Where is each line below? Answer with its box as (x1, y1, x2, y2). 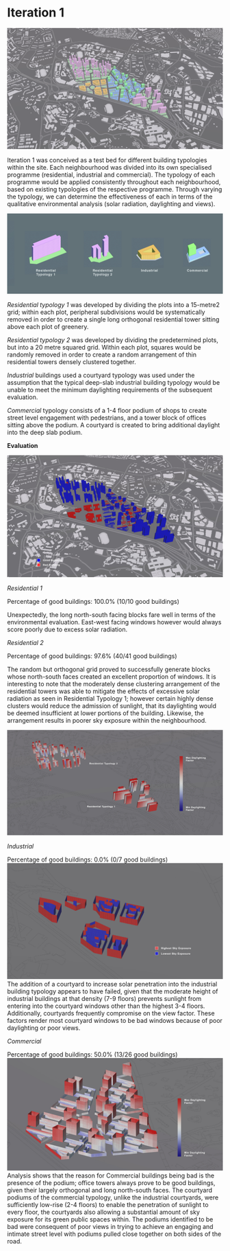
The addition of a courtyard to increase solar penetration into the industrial (7, 980, 218, 988)
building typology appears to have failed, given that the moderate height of (7, 987, 218, 995)
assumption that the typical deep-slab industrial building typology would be (7, 379, 220, 387)
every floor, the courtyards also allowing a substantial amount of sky (7, 1208, 201, 1216)
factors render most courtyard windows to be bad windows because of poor (7, 1016, 222, 1024)
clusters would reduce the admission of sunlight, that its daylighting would (7, 701, 217, 710)
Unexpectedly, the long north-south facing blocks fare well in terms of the (7, 610, 216, 619)
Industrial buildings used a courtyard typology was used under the (7, 371, 195, 379)
